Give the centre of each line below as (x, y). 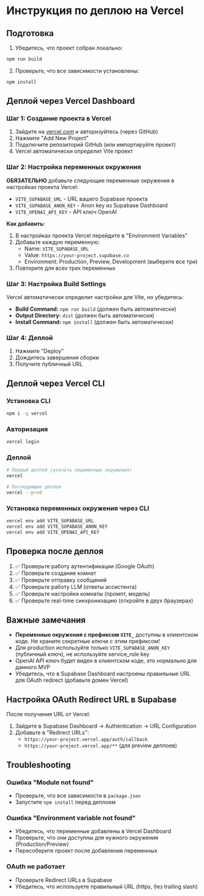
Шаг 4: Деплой (30, 338)
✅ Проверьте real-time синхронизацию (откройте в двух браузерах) (104, 601)
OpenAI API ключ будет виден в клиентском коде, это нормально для (106, 661)
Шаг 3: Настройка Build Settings (56, 284)
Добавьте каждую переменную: (57, 242)
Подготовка (30, 33)
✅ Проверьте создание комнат (56, 573)
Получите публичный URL (49, 364)
